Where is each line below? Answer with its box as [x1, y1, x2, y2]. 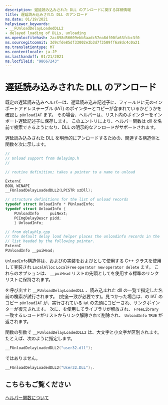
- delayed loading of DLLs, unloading [5, 31, 86, 36]
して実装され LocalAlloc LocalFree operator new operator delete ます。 [5, 264, 153, 270]
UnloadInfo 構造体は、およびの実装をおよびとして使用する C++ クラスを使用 [5, 258, 161, 264]
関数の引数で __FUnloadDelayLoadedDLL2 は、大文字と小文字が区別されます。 [5, 329, 162, 335]
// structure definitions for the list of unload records [5, 197, 128, 202]
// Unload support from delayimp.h [5, 156, 79, 161]
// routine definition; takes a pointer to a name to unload [5, 169, 135, 174]
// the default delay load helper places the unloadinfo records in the [5, 234, 160, 239]
